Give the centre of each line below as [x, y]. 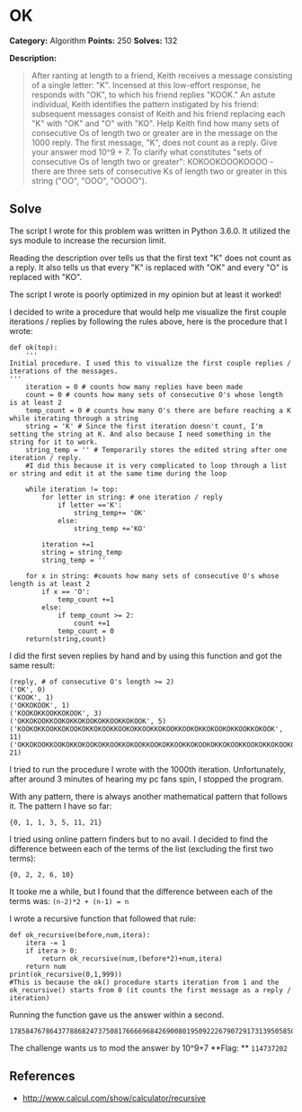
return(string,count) [66, 639]
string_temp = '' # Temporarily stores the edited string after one [156, 450]
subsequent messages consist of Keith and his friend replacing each [158, 113]
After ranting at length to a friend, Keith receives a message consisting [162, 75]
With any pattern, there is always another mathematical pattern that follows [148, 796]
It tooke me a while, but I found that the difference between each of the [141, 891]
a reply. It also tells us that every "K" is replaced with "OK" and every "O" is [149, 267]
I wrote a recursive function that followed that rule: [103, 918]
